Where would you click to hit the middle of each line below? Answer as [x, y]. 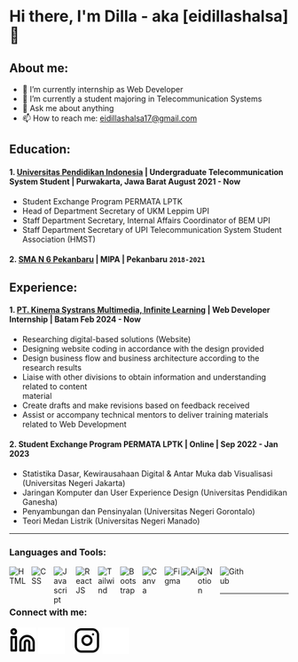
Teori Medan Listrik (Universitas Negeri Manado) [111, 521]
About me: [39, 68]
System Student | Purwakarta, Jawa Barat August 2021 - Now [125, 181]
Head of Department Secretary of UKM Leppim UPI [116, 211]
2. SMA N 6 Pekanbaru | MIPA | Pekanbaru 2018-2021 [107, 259]
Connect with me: [48, 612]
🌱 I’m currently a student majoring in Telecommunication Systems [142, 99]
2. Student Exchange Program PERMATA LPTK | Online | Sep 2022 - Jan [144, 444]
